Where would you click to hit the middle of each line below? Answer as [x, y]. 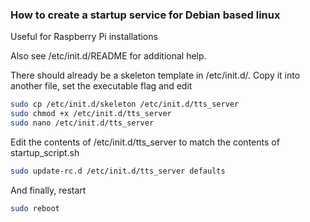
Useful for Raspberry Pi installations [84, 37]
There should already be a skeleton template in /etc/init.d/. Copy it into [155, 75]
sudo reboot [35, 208]
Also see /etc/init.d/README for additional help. [108, 56]
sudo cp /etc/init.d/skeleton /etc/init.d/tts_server [125, 104]
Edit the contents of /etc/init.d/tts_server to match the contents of [145, 142]
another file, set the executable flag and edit [101, 86]
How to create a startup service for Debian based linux [145, 15]
